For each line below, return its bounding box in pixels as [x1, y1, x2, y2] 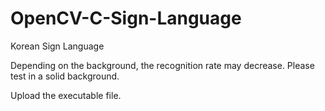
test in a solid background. [10, 70, 120, 82]
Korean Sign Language [10, 40, 105, 52]
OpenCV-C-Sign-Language [10, 7, 242, 30]
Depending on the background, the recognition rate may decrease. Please [10, 59, 315, 71]
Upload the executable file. [10, 89, 122, 101]
